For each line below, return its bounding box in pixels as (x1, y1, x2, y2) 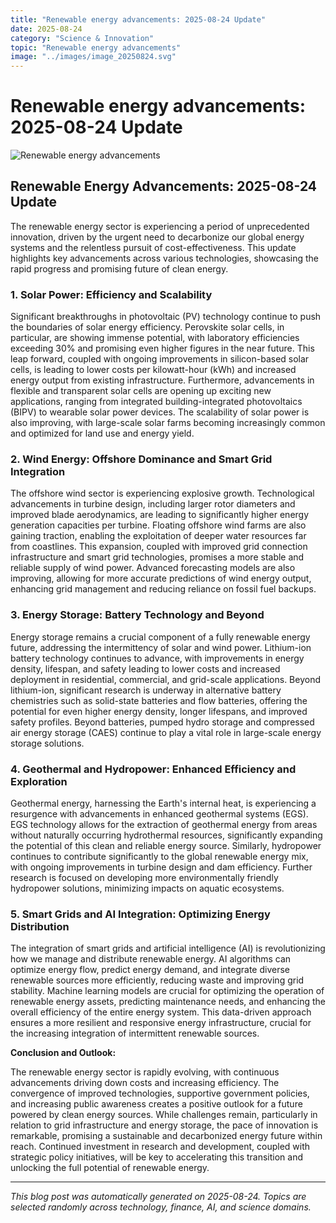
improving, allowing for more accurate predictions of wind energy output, (10, 572, 312, 585)
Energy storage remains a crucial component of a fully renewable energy (10, 631, 311, 643)
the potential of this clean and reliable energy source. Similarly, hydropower (10, 840, 322, 852)
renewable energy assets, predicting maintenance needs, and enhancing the (10, 996, 327, 1008)
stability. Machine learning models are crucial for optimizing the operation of (10, 985, 325, 997)
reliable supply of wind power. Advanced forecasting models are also (10, 562, 296, 574)
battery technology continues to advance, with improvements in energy (10, 652, 305, 664)
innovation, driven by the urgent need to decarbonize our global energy (10, 231, 305, 243)
